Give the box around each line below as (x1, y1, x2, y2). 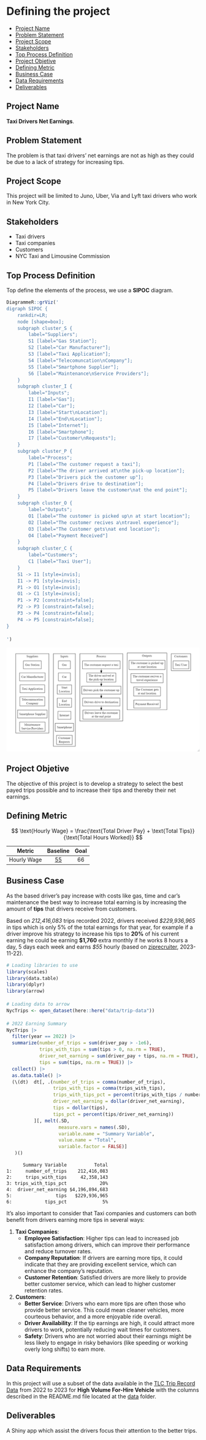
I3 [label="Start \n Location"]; (28, 409, 109, 415)
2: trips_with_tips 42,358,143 (6, 1175, 109, 1181)
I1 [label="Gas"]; (28, 396, 75, 403)
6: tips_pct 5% (6, 1199, 109, 1205)
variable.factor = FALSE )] (58, 1144, 128, 1150)
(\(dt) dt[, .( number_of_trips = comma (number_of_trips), (12, 1079, 166, 1085)
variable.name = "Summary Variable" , (58, 1130, 155, 1137)
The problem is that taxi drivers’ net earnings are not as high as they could (6, 152, 194, 159)
